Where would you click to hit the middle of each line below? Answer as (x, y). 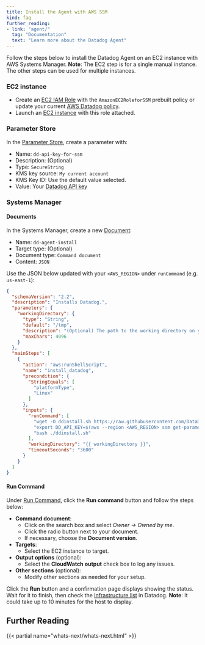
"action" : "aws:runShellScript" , (65, 365)
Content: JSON (32, 261)
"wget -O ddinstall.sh (62, 421)
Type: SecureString (39, 167)
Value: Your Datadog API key (51, 186)
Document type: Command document (58, 255)
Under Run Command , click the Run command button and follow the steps (100, 500)
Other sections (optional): (48, 570)
